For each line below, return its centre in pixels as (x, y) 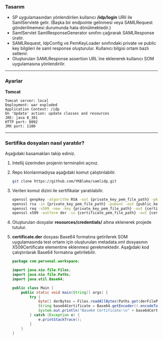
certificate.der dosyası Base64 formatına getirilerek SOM (70, 237)
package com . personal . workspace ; (46, 261)
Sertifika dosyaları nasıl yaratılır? (45, 143)
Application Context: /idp (32, 109)
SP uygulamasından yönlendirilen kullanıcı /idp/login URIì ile (72, 18)
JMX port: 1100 (20, 126)
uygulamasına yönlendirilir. (39, 64)
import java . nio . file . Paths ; (41, 275)
